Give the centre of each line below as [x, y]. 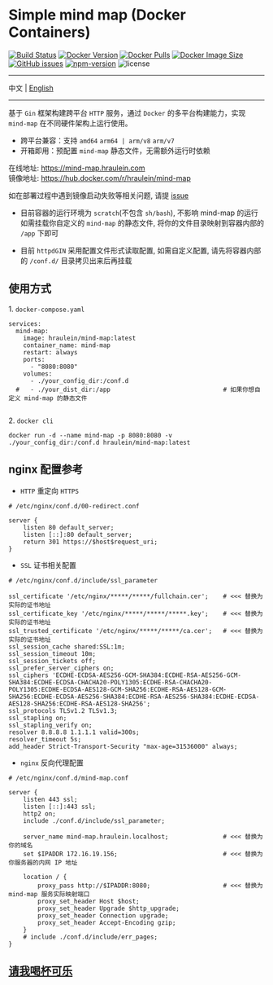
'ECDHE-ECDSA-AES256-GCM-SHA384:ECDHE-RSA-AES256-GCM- [147, 675]
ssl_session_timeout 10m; [52, 653]
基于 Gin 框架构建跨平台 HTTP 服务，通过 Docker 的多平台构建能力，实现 [127, 112]
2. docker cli [31, 420]
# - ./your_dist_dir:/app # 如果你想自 [139, 389]
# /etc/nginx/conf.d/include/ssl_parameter [83, 580]
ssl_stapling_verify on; [50, 725]
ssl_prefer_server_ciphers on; [61, 668]
